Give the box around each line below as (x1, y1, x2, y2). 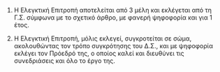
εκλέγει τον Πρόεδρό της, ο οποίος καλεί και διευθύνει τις (13, 49, 185, 57)
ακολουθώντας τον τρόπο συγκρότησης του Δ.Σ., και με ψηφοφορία (13, 42, 213, 50)
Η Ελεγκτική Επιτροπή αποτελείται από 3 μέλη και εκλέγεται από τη (13, 6, 212, 14)
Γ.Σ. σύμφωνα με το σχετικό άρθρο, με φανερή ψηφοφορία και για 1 (13, 13, 213, 22)
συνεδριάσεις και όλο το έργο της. (13, 57, 115, 65)
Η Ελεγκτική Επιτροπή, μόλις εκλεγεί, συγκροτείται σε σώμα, (13, 34, 192, 43)
